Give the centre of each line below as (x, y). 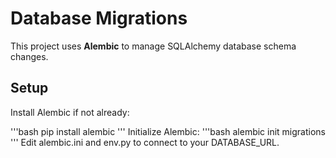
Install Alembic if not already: (70, 112)
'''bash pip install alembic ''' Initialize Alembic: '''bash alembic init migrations (168, 131)
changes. (29, 56)
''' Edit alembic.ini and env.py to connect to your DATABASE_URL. (145, 142)
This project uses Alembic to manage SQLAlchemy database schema (153, 46)
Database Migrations (99, 18)
